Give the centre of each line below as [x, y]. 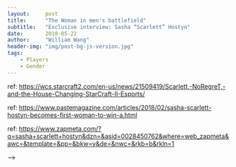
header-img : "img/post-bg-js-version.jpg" [70, 47]
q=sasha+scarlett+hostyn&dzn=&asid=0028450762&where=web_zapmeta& [118, 136]
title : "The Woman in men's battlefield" [77, 20]
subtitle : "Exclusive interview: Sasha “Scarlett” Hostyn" [99, 27]
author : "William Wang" [49, 40]
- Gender [33, 66]
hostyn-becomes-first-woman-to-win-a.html [72, 115]
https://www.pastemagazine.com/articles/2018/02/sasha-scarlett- [115, 107]
